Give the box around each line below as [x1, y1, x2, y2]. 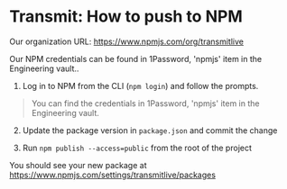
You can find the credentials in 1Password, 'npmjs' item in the [31, 97, 260, 109]
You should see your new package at [9, 159, 147, 170]
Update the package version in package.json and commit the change [22, 124, 278, 136]
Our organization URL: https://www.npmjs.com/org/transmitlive [9, 36, 244, 47]
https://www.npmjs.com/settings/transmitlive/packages [9, 169, 217, 180]
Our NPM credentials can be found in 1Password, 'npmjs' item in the [9, 53, 263, 64]
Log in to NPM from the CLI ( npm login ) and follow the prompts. [22, 80, 259, 91]
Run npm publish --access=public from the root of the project [22, 142, 253, 153]
